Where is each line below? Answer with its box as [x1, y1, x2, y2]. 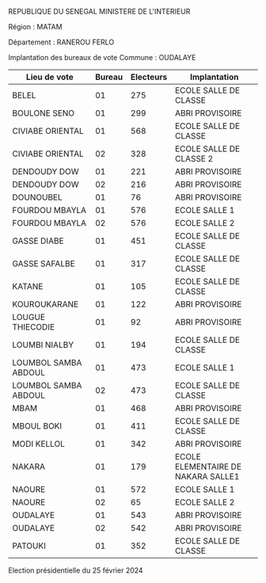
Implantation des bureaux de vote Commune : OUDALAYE [8, 53, 196, 62]
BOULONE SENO [12, 108, 75, 118]
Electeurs [130, 71, 168, 82]
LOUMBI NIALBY [12, 340, 74, 350]
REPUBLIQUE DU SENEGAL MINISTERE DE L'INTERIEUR [8, 7, 191, 16]
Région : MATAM [8, 22, 63, 31]
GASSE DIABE [12, 235, 65, 246]
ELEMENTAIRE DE [174, 461, 242, 472]
